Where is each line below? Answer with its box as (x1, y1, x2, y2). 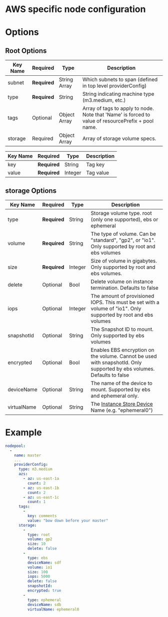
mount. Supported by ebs (90, 386, 151, 393)
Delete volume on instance (90, 278, 153, 285)
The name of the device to (90, 380, 152, 387)
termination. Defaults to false (90, 285, 158, 291)
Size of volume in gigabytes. (90, 258, 157, 264)
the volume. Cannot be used (90, 353, 157, 359)
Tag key (85, 161, 105, 168)
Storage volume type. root (90, 210, 152, 216)
